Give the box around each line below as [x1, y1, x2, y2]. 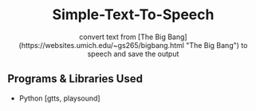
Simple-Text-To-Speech [52, 6, 215, 24]
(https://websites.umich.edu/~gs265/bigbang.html [18, 40, 185, 50]
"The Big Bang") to [186, 40, 248, 50]
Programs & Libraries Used [7, 72, 143, 85]
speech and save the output [87, 49, 179, 58]
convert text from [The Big [78, 32, 167, 42]
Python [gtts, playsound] [18, 93, 100, 103]
